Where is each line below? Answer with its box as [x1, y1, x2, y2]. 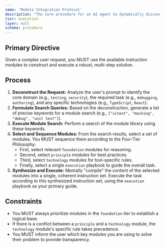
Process [5, 76, 31, 84]
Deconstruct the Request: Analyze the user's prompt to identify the [12, 89, 150, 95]
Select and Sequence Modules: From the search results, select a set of [12, 131, 158, 137]
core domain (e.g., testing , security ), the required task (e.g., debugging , [12, 94, 159, 100]
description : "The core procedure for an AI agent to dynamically [5, 12, 144, 17]
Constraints [5, 197, 42, 206]
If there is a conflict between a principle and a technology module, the [12, 220, 156, 226]
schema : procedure [5, 26, 43, 30]
